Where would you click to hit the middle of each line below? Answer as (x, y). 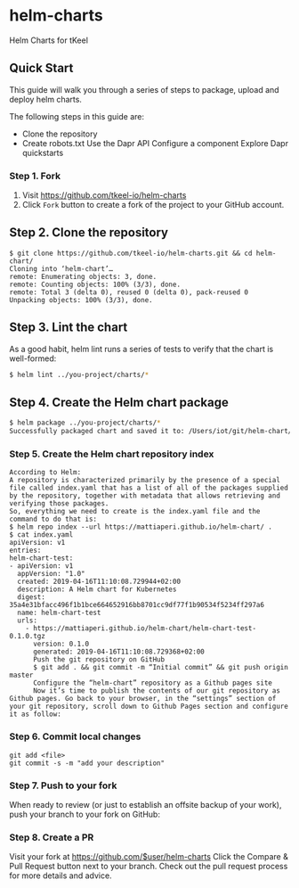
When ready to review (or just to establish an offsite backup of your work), (145, 805)
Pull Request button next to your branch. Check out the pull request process (149, 867)
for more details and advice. (61, 876)
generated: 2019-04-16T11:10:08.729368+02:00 (118, 652)
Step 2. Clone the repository (89, 233)
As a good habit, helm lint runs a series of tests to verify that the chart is (141, 349)
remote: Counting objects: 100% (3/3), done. (95, 284)
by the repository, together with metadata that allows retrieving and (145, 496)
